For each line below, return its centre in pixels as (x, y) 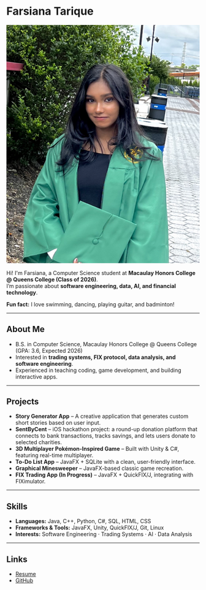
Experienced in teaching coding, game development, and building (98, 370)
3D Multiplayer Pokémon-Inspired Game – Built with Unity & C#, (97, 449)
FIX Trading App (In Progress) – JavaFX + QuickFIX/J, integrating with (104, 475)
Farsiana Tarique (50, 11)
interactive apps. (36, 376)
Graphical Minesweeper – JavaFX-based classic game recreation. (99, 468)
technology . (22, 292)
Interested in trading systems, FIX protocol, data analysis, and (95, 357)
